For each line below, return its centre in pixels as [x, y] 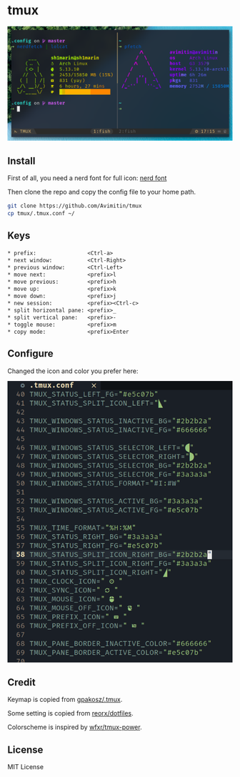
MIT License [26, 767]
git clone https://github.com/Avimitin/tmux [75, 206]
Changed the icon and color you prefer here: [73, 371]
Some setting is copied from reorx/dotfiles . [70, 713]
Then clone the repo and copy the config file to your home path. [102, 192]
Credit [21, 682]
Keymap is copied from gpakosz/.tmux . [65, 700]
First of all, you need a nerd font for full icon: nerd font [87, 178]
